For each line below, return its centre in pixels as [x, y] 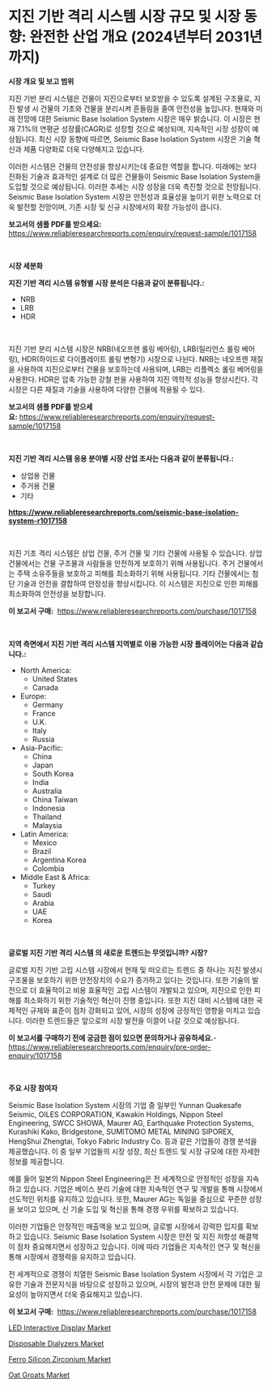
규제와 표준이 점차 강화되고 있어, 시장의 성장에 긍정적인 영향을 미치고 [138, 1010]
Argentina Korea [59, 860]
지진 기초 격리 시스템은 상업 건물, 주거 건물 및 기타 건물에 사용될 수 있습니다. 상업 [136, 553]
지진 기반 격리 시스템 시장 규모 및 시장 [125, 17]
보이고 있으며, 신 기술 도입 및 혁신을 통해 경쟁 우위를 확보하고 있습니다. [127, 1209]
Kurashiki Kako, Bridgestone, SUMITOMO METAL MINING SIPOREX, [121, 1131]
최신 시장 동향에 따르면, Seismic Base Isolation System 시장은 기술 [145, 139]
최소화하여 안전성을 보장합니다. [57, 594]
